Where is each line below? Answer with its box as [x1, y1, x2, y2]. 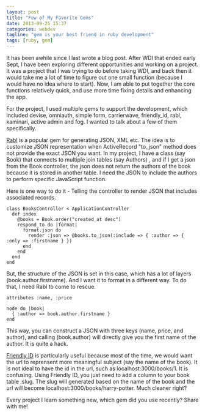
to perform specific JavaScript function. [6, 176, 107, 182]
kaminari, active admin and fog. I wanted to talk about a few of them [6, 118, 178, 125]
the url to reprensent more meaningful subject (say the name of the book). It [6, 359, 198, 365]
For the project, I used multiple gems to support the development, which [6, 105, 188, 112]
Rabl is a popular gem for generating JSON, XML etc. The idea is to [6, 136, 175, 144]
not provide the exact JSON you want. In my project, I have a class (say [6, 149, 186, 157]
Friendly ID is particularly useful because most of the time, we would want [6, 352, 193, 359]
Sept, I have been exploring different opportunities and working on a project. [6, 61, 199, 68]
